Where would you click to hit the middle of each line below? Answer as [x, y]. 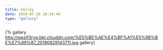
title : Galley [20, 9]
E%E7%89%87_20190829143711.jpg [42, 43]
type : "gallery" [22, 18]
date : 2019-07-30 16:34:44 [33, 14]
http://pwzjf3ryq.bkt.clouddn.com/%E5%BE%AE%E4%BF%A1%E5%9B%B [82, 37]
